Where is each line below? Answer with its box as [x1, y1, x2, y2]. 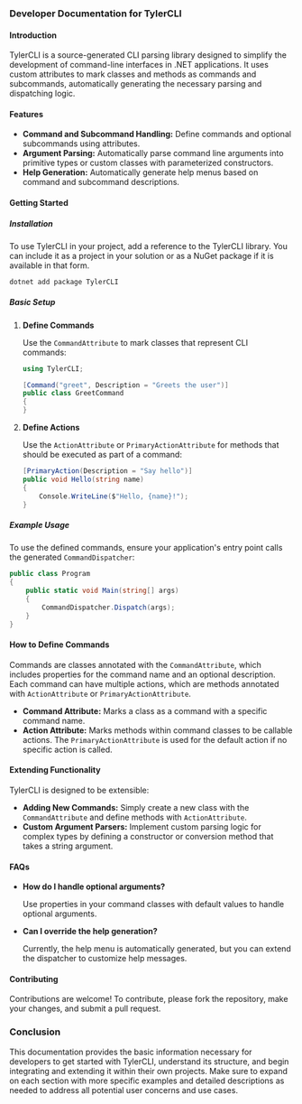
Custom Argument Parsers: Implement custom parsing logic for [22, 821, 261, 832]
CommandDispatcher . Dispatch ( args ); [41, 603, 176, 612]
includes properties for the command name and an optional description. [9, 669, 277, 680]
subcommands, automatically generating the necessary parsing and [9, 79, 262, 89]
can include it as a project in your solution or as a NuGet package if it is [9, 250, 274, 261]
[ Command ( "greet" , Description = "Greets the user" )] [22, 380, 230, 390]
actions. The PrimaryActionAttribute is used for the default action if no [22, 734, 288, 745]
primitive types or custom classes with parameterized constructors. [22, 157, 274, 169]
